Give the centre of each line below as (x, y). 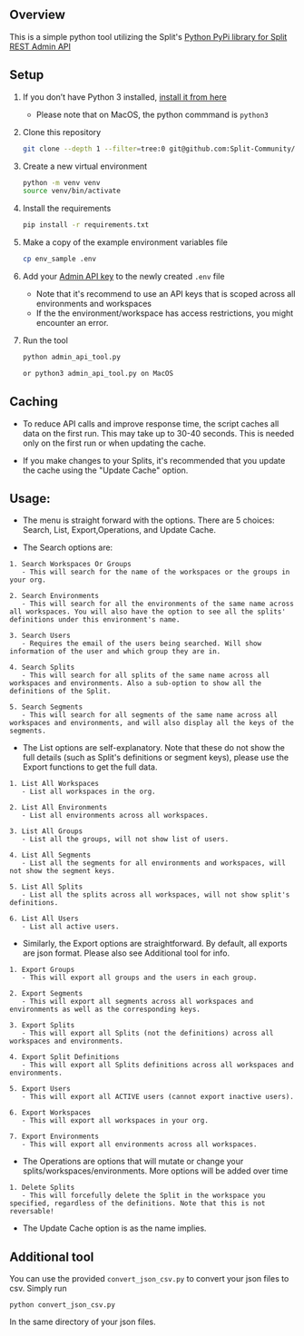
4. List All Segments (50, 855)
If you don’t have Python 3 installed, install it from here (124, 97)
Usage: (30, 498)
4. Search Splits (42, 668)
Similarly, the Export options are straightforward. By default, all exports (155, 944)
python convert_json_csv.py (63, 1305)
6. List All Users (44, 919)
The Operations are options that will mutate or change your (133, 1162)
